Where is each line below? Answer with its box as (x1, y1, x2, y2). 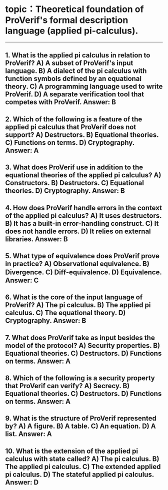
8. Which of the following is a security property (5, 374, 155, 383)
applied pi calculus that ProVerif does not (5, 122, 136, 131)
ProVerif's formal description (5, 14, 128, 26)
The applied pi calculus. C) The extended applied (5, 462, 161, 471)
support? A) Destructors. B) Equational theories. (5, 130, 159, 139)
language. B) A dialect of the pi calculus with (5, 67, 147, 75)
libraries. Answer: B (5, 235, 68, 243)
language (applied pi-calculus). (5, 25, 138, 36)
